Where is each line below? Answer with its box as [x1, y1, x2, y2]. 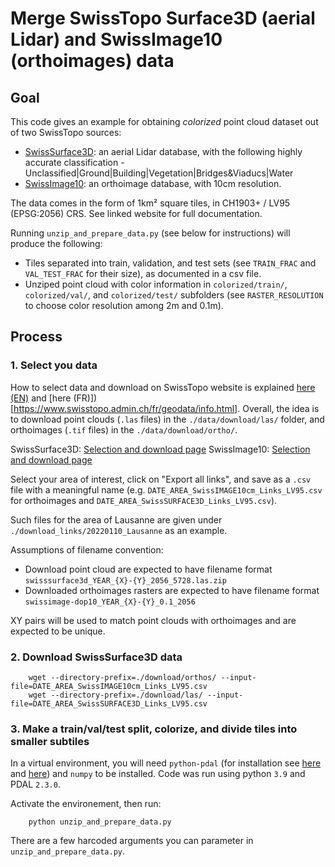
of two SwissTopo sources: [10, 127, 122, 138]
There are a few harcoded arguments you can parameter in [10, 835, 254, 847]
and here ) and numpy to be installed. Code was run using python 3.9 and [10, 768, 306, 780]
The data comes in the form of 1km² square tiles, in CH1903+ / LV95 [10, 197, 291, 209]
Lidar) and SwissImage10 [10, 28, 223, 51]
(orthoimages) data [10, 50, 175, 72]
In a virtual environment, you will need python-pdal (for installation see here [10, 757, 322, 769]
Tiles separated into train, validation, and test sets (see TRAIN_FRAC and [24, 257, 317, 269]
